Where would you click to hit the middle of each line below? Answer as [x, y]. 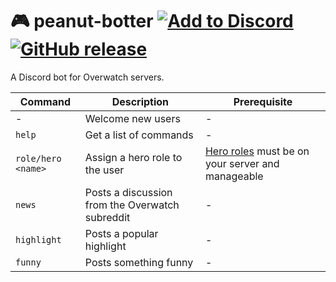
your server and [242, 163]
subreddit [107, 217]
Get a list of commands [139, 135]
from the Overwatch [132, 205]
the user [104, 170]
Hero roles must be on [257, 151]
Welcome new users [132, 118]
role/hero [38, 158]
